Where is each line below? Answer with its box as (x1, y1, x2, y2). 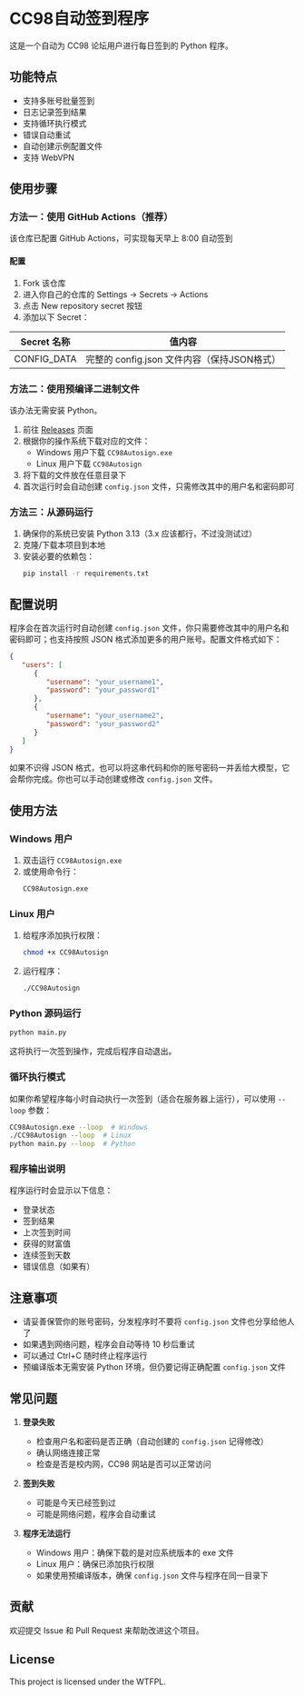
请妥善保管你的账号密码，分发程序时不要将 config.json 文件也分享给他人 (22, 1316, 295, 1327)
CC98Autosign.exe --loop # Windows (9, 1122, 148, 1132)
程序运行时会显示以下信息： (9, 1185, 113, 1196)
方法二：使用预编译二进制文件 (9, 383, 141, 395)
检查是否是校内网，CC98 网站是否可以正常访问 (35, 1459, 211, 1470)
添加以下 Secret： (22, 311, 90, 323)
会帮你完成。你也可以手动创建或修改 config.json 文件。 (9, 773, 218, 784)
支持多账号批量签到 (22, 95, 95, 105)
